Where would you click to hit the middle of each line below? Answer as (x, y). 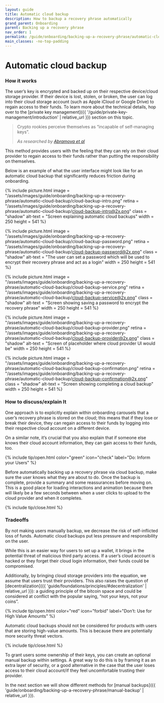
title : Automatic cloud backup (37, 14)
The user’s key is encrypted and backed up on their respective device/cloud (82, 91)
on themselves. (20, 161)
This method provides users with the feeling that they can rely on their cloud (82, 151)
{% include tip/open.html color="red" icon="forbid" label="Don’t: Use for (79, 611)
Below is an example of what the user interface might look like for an (74, 171)
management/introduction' (32, 117)
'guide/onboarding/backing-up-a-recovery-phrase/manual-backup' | (74, 690)
